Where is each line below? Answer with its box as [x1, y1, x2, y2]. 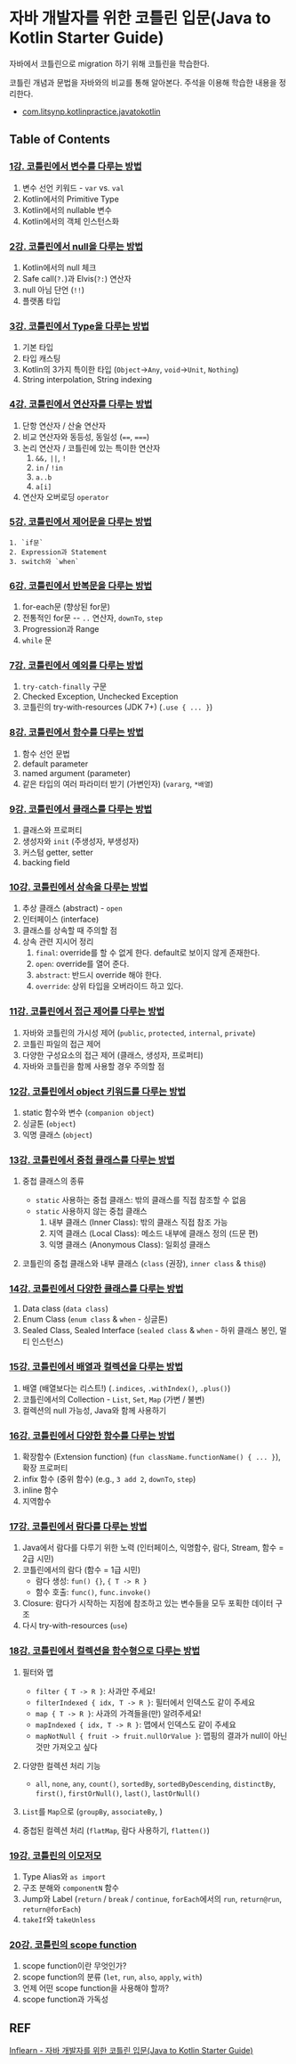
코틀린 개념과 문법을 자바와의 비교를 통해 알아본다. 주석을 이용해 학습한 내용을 [9, 77, 277, 87]
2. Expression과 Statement [9, 547, 108, 557]
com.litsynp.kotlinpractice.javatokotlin [21, 106, 162, 117]
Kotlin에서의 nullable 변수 [21, 204, 113, 215]
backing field [21, 857, 70, 867]
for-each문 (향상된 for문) [21, 602, 111, 612]
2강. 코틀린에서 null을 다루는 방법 [9, 240, 144, 252]
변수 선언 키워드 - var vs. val [21, 182, 124, 192]
